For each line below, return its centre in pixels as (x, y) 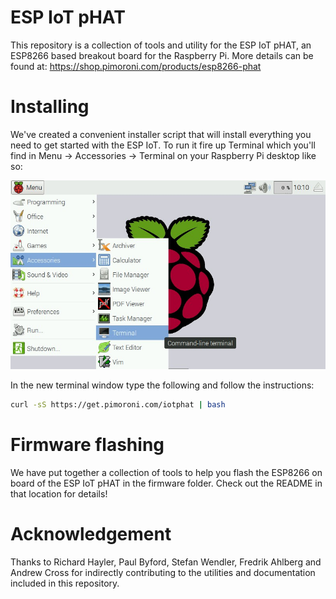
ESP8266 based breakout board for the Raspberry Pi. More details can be (162, 55)
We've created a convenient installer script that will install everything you (161, 134)
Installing (50, 107)
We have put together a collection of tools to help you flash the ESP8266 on (166, 473)
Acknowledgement (91, 534)
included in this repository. (65, 583)
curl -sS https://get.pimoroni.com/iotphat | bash (118, 405)
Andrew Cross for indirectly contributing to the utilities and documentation (163, 573)
